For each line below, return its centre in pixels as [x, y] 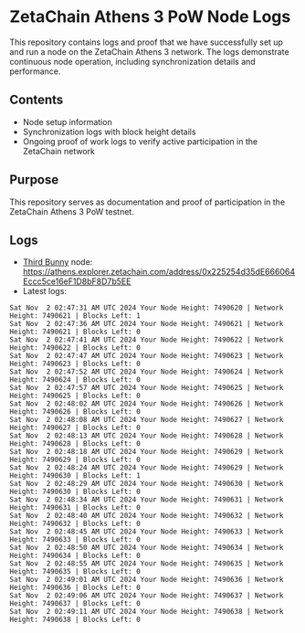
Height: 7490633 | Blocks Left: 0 [75, 540]
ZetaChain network [59, 151]
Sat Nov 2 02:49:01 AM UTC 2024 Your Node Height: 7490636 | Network [147, 580]
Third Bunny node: [58, 262]
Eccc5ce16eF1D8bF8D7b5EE [77, 281]
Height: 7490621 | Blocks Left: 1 [75, 316]
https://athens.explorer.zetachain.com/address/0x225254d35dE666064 [158, 272]
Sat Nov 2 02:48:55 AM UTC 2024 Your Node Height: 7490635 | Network [147, 564]
